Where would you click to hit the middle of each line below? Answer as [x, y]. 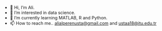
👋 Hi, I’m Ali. [22, 8]
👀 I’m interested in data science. [43, 13]
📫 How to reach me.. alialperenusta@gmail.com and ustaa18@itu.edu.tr [83, 23]
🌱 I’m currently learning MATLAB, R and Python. [58, 18]
